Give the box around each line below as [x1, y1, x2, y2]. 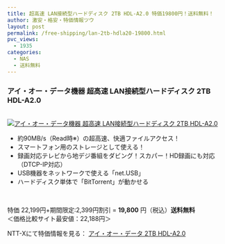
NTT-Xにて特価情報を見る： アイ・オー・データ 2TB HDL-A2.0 [7, 229, 186, 237]
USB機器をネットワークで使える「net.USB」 [17, 168, 144, 177]
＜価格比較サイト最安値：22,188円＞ [7, 214, 111, 222]
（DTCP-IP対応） [17, 160, 67, 168]
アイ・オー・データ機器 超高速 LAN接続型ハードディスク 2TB [7, 86, 211, 96]
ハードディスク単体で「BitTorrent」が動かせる [17, 177, 149, 186]
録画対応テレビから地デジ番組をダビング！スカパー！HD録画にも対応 [17, 151, 215, 160]
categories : [7, 49, 42, 56]
